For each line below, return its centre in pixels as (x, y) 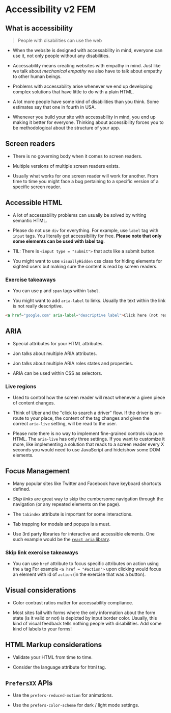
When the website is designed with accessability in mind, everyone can (88, 50)
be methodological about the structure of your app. (66, 128)
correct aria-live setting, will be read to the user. (65, 423)
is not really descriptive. (38, 306)
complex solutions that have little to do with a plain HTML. (73, 92)
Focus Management (38, 471)
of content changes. (34, 403)
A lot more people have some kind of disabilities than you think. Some (86, 101)
